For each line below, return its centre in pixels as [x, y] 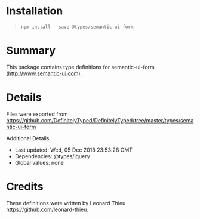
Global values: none [39, 162]
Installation [35, 11]
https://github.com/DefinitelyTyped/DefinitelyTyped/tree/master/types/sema [100, 120]
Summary [31, 50]
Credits [25, 187]
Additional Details [28, 138]
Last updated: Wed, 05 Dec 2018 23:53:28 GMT [74, 150]
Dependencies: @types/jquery [53, 156]
